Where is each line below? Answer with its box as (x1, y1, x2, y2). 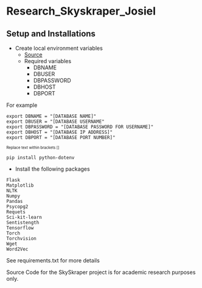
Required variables (24, 58, 72, 64)
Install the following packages (15, 165, 90, 173)
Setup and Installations (6, 29, 96, 39)
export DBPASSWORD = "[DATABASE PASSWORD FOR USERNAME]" (6, 124, 154, 130)
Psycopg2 (6, 204, 29, 210)
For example (6, 101, 38, 109)
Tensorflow (6, 225, 34, 231)
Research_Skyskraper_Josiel (6, 4, 156, 18)
